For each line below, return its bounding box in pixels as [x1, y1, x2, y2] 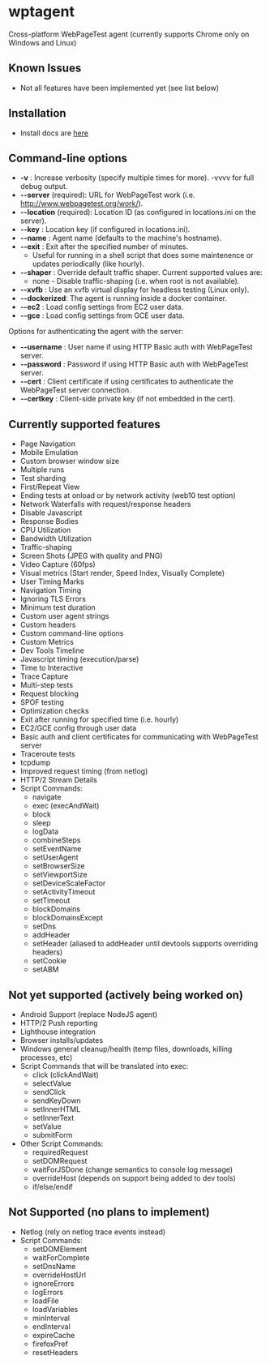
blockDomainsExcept [32, 913, 104, 923]
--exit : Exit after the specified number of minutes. [19, 242, 189, 251]
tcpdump [19, 757, 51, 768]
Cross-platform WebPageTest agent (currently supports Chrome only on [8, 29, 250, 39]
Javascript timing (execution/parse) [19, 654, 139, 664]
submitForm [32, 1130, 73, 1139]
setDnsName [32, 1261, 76, 1271]
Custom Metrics [19, 637, 75, 647]
